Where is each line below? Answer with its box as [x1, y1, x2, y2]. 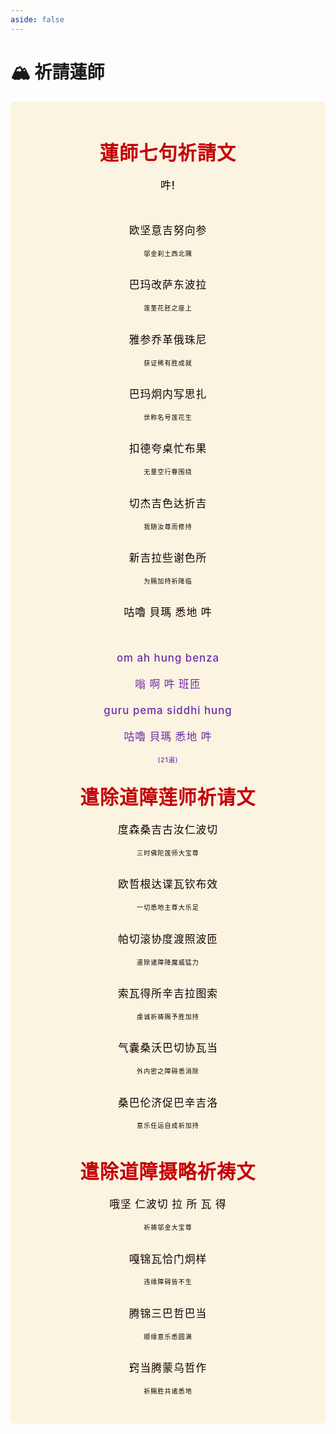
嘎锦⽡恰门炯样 [128, 1252, 208, 1266]
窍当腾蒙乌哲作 [128, 1361, 208, 1375]
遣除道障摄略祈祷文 [79, 1160, 257, 1184]
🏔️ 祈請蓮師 [10, 61, 105, 83]
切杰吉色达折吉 [128, 496, 208, 510]
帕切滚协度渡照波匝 [117, 932, 219, 946]
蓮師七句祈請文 [99, 141, 237, 165]
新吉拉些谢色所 [128, 551, 208, 565]
